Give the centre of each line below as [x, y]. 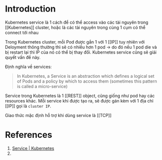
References [29, 135]
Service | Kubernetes [33, 148]
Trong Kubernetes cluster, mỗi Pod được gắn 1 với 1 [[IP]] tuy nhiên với [75, 42]
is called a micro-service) [42, 86]
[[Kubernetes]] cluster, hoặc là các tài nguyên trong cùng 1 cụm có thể [75, 27]
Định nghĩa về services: [29, 67]
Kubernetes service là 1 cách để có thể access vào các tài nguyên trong [77, 22]
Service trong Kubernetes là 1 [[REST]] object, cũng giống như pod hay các [80, 96]
